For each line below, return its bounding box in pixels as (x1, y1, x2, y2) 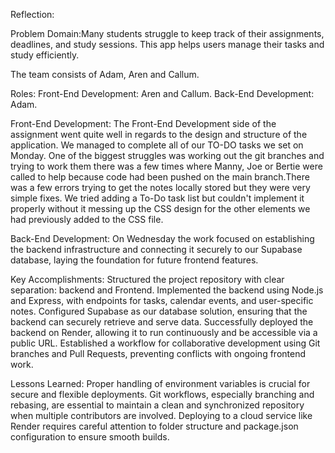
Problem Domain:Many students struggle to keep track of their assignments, (10, 28, 325, 39)
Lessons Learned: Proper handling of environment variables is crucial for (10, 378, 311, 389)
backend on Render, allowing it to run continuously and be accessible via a (10, 327, 318, 338)
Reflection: (10, 9, 55, 20)
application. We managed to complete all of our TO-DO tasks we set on (10, 139, 304, 151)
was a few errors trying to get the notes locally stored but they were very (10, 182, 311, 193)
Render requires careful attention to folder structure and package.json (10, 420, 299, 432)
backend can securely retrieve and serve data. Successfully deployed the (10, 316, 314, 328)
